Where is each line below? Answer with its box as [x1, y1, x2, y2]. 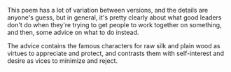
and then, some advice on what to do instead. [7, 28, 139, 36]
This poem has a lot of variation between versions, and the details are [7, 6, 209, 14]
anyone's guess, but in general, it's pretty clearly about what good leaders [7, 13, 222, 22]
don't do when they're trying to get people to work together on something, [7, 21, 222, 29]
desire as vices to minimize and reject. [7, 57, 118, 65]
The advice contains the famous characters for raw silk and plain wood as [7, 42, 220, 50]
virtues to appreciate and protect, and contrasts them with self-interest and [7, 49, 224, 57]
